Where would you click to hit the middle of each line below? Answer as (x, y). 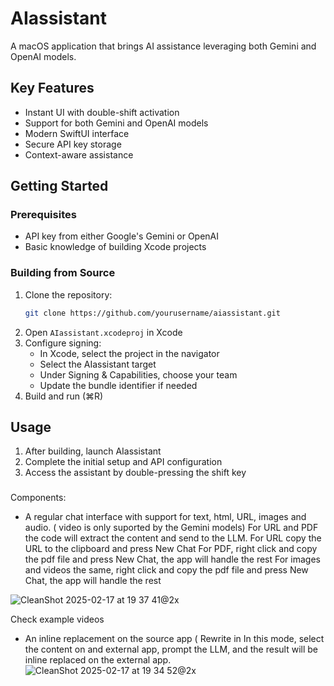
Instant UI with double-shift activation (102, 112)
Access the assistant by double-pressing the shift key (135, 473)
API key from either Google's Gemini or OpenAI (122, 236)
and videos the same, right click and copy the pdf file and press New (166, 570)
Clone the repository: (68, 294)
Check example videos (57, 619)
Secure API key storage (73, 144)
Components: (38, 498)
